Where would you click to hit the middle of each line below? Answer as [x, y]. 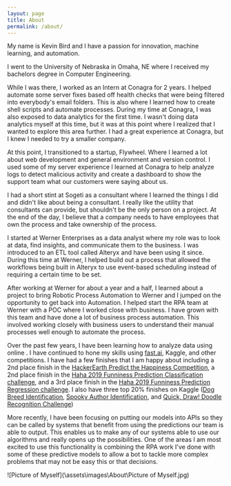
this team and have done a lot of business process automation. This [103, 317]
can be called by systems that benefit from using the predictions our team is [115, 425]
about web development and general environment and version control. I [109, 160]
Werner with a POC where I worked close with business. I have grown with [113, 310]
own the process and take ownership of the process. [82, 225]
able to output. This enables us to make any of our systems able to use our [113, 432]
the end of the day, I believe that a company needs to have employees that [113, 217]
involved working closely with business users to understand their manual [111, 325]
